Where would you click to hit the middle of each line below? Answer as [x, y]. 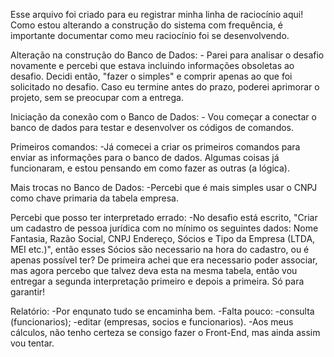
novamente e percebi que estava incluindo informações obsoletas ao [152, 65]
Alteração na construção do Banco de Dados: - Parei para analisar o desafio [167, 55]
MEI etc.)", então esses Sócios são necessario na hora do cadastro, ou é [160, 249]
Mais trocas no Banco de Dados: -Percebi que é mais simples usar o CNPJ [164, 187]
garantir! [28, 292]
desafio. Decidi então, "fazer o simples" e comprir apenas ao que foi [151, 76]
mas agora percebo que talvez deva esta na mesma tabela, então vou [154, 270]
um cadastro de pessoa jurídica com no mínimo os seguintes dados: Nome [164, 228]
